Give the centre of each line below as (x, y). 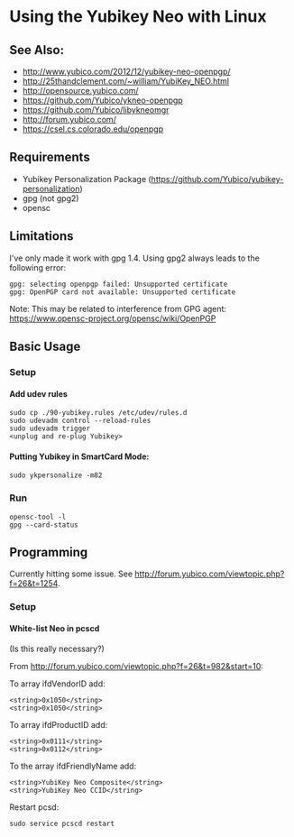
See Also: (37, 50)
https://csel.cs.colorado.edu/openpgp (93, 129)
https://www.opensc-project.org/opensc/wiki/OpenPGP (113, 318)
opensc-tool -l (38, 517)
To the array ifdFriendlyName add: (73, 766)
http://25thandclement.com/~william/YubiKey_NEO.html (126, 81)
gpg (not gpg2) (51, 198)
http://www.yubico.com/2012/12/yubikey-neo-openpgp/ (127, 71)
